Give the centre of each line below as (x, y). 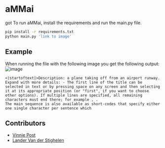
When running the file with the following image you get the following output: (82, 64)
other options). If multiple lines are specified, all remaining (74, 95)
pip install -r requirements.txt (40, 32)
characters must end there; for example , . (52, 100)
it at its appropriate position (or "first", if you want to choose (77, 91)
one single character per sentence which (48, 108)
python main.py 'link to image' (38, 36)
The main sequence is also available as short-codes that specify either (83, 104)
